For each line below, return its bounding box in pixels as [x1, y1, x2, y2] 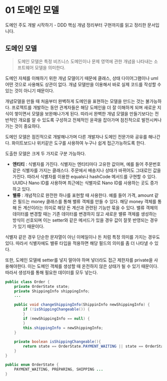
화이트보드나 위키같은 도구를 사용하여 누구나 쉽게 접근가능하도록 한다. [11, 140, 146, 146]
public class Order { [5, 279, 50, 284]
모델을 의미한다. [34, 64, 66, 70]
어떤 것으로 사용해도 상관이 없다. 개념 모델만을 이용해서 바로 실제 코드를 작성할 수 [5, 81, 162, 87]
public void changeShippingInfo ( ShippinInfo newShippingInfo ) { [14, 302, 150, 307]
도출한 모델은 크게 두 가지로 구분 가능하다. [5, 150, 86, 156]
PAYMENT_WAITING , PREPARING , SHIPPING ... [14, 367, 103, 372]
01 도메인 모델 [5, 4, 60, 16]
